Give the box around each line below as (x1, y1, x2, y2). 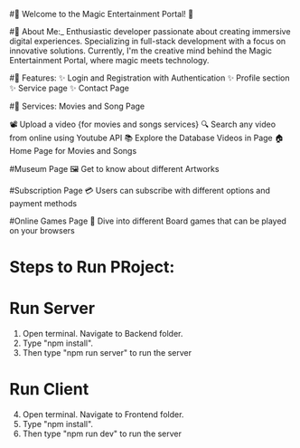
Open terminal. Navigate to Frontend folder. (22, 409, 184, 420)
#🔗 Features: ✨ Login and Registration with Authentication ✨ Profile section (9, 72, 290, 83)
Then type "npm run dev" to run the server (22, 428, 183, 439)
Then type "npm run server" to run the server (22, 348, 192, 358)
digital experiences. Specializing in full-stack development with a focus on (9, 36, 286, 46)
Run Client (9, 379, 89, 400)
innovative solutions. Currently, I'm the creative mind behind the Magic (9, 45, 273, 56)
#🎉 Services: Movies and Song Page (9, 100, 145, 111)
